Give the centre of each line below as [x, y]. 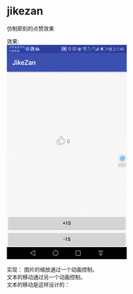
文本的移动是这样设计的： [38, 284]
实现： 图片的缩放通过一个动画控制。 [52, 269]
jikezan [25, 11]
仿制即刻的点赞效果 [31, 28]
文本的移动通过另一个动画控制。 [46, 277]
